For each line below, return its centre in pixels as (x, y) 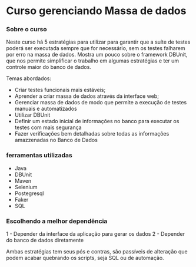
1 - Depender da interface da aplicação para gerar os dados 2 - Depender (96, 234)
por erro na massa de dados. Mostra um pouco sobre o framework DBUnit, (97, 55)
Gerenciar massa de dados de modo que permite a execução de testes (101, 103)
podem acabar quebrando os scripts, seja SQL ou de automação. (85, 258)
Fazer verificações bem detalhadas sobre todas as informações (92, 134)
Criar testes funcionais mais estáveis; (60, 90)
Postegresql (29, 193)
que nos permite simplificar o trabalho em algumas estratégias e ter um (93, 61)
